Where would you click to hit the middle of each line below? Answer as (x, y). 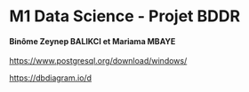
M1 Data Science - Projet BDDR (125, 16)
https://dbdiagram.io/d (50, 78)
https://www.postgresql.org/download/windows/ (98, 61)
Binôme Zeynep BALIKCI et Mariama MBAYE (92, 41)
